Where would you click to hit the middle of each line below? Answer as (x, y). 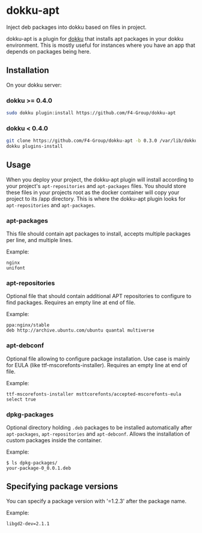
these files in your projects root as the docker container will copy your (93, 192)
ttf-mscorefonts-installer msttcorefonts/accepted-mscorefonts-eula (94, 394)
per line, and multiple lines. (40, 240)
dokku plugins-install (35, 147)
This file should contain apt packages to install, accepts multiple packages (99, 234)
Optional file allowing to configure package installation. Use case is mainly (98, 359)
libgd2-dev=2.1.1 (28, 523)
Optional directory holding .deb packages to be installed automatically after (99, 427)
